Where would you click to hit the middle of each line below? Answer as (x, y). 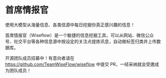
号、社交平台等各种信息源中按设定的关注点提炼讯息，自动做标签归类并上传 (81, 41)
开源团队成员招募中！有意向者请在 (40, 58)
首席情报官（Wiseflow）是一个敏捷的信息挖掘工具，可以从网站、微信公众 (80, 35)
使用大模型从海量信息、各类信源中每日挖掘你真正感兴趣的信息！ (70, 25)
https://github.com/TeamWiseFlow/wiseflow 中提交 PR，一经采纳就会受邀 (80, 64)
